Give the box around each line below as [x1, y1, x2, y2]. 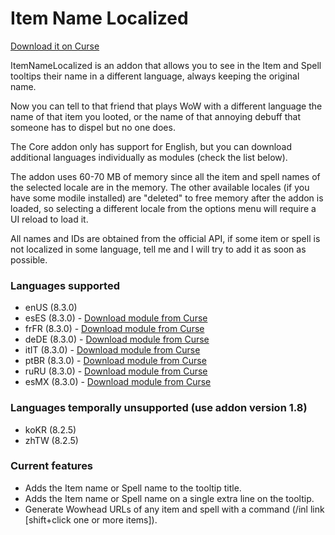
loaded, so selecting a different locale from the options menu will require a [10, 202, 317, 214]
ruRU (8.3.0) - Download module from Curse [24, 365, 208, 377]
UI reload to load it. [10, 213, 89, 225]
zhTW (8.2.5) [24, 434, 79, 446]
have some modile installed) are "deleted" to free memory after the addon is [10, 192, 324, 204]
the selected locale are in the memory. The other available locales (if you [10, 181, 310, 193]
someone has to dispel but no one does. [10, 121, 176, 133]
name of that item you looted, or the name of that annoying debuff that [10, 110, 302, 122]
